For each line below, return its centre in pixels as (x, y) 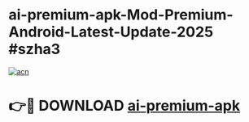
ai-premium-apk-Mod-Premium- (121, 15)
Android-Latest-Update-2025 (111, 32)
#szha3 (35, 49)
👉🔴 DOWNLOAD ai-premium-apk (124, 106)
